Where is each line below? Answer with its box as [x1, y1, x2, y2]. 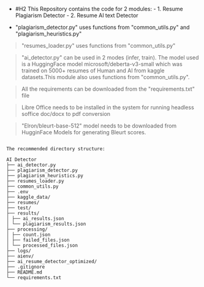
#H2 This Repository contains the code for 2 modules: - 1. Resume [15, 6, 183, 12]
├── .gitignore [6, 264, 45, 270]
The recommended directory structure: [6, 146, 105, 152]
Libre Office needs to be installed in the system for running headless [21, 104, 194, 111]
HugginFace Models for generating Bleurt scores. [21, 129, 146, 136]
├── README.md [6, 269, 43, 275]
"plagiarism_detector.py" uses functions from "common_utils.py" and [15, 24, 190, 31]
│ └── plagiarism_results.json [6, 221, 86, 227]
